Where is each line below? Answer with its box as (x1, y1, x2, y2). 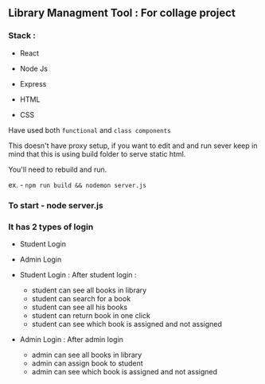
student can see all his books (31, 302, 128, 312)
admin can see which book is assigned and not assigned (31, 367, 217, 376)
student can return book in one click (31, 310, 151, 320)
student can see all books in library (31, 285, 147, 295)
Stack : (8, 30, 36, 41)
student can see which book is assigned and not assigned (31, 319, 223, 328)
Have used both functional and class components (8, 125, 171, 134)
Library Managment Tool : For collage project (8, 6, 236, 20)
